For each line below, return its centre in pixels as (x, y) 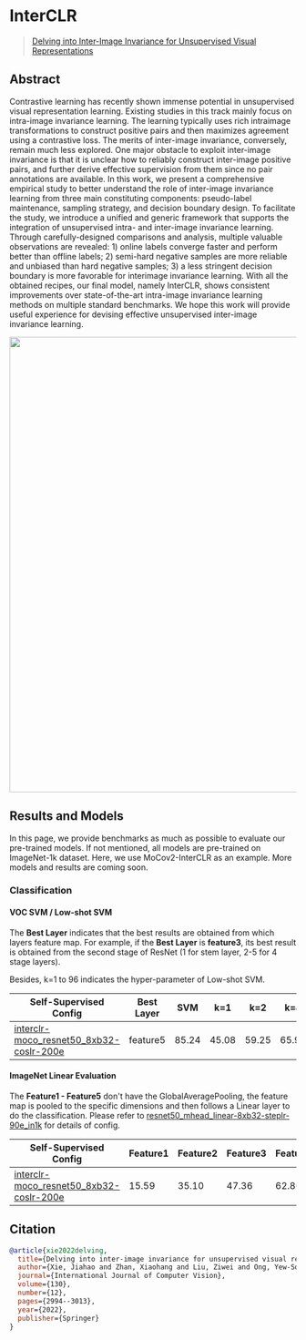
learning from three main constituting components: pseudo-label (131, 198)
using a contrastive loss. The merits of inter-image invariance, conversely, (148, 140)
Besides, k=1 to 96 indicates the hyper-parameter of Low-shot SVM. (138, 979)
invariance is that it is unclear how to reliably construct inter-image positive (150, 159)
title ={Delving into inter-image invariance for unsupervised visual (152, 1259)
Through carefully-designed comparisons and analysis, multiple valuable (146, 237)
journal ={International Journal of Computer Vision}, (122, 1276)
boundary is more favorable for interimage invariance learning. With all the (149, 275)
